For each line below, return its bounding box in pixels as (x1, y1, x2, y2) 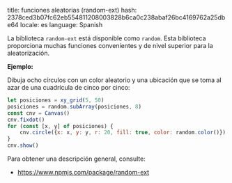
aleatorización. (7, 49, 50, 57)
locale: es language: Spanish (20, 21, 103, 29)
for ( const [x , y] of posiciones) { (7, 122, 114, 129)
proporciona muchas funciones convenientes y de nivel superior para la (7, 42, 214, 49)
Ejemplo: (7, 63, 33, 70)
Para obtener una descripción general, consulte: (7, 154, 146, 163)
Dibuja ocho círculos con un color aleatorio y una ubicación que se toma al (7, 76, 222, 84)
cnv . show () (7, 142, 39, 149)
